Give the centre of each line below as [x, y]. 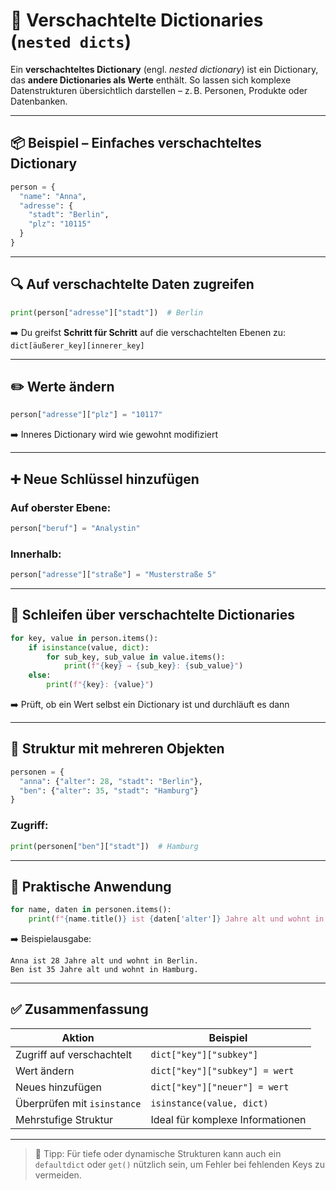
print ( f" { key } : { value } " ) [100, 685]
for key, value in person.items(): [84, 638]
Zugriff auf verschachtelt [73, 1054]
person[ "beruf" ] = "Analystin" [75, 528]
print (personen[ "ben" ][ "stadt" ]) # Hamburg [104, 846]
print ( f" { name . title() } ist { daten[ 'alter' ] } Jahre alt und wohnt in [176, 919]
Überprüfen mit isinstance [78, 1103]
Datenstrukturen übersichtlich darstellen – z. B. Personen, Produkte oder [159, 90]
